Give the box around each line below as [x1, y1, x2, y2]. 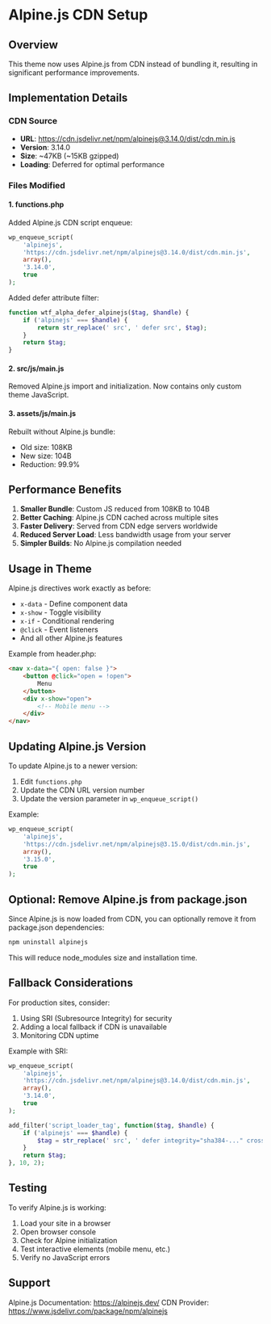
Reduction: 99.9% [19, 459, 81, 469]
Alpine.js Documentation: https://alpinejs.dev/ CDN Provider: [8, 1297, 210, 1307]
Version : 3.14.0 [19, 142, 71, 152]
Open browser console [19, 1226, 97, 1237]
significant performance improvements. [8, 68, 140, 78]
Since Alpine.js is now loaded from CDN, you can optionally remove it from [8, 914, 256, 923]
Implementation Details [8, 91, 128, 105]
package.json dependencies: [8, 923, 105, 932]
